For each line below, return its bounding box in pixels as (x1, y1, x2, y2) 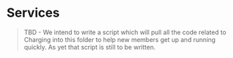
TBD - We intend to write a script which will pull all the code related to (23, 28, 227, 36)
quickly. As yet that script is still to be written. (23, 43, 156, 51)
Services (6, 5, 61, 21)
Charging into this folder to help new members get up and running (23, 35, 216, 43)
